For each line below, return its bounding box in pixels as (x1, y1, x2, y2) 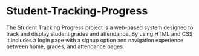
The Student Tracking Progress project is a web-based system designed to (6, 24, 194, 31)
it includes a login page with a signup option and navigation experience (6, 36, 184, 43)
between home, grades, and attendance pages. (6, 43, 125, 50)
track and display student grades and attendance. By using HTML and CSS (6, 30, 193, 37)
